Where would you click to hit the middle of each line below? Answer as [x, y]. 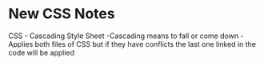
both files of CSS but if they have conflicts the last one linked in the [145, 44]
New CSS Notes [62, 14]
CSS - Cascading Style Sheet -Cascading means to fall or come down [123, 36]
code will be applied [41, 52]
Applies [21, 44]
